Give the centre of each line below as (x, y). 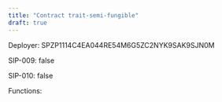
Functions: (25, 90)
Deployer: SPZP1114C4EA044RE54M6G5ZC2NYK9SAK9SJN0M (111, 45)
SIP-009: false (31, 60)
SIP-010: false (31, 75)
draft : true (28, 23)
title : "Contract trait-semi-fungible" (74, 15)
